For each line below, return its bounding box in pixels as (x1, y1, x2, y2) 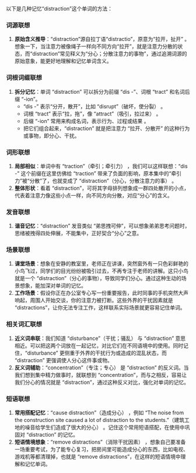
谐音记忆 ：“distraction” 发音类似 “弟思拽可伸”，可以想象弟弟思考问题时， (14, 222, 190, 230)
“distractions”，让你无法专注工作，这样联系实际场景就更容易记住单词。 (14, 304, 185, 311)
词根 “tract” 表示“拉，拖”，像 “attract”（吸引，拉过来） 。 (23, 110, 162, 117)
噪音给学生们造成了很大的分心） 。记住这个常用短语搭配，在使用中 (24, 424, 185, 431)
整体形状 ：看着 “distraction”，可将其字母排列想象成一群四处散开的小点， (14, 184, 190, 192)
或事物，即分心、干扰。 (23, 132, 80, 139)
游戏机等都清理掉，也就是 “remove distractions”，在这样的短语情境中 (14, 453, 181, 460)
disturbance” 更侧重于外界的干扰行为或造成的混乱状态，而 (27, 349, 167, 356)
